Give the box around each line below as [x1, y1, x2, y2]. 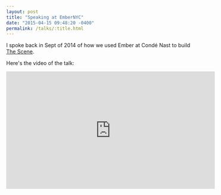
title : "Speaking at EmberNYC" [6, 14, 84, 20]
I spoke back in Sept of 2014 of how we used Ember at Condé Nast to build [6, 42, 191, 49]
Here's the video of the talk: [6, 60, 74, 67]
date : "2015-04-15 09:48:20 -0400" [6, 20, 95, 26]
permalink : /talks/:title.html [6, 25, 84, 32]
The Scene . [6, 48, 35, 55]
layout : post [6, 8, 39, 15]
